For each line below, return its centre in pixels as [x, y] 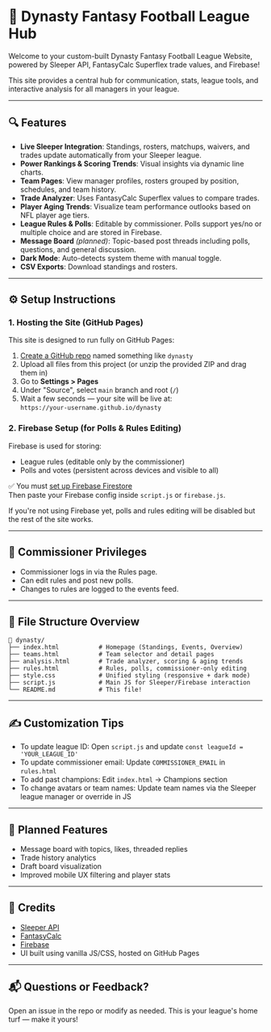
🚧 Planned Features [58, 830]
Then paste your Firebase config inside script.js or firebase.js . [117, 495]
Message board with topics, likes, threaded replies [104, 849]
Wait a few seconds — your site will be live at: [96, 398]
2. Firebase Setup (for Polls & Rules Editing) [95, 428]
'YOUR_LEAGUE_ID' [49, 755]
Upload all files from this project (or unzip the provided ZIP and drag [133, 364]
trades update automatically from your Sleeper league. [110, 155]
